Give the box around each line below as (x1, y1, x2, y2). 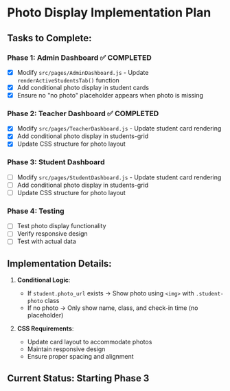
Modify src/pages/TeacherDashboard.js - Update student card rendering (16, 124, 222, 133)
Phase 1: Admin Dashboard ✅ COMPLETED (7, 53, 152, 63)
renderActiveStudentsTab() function (16, 76, 120, 84)
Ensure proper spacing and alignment (27, 353, 134, 361)
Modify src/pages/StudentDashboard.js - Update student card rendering (16, 173, 222, 181)
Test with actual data (16, 237, 77, 245)
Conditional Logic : (16, 276, 71, 284)
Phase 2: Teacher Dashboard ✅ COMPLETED (7, 109, 159, 118)
